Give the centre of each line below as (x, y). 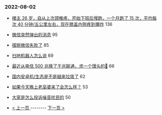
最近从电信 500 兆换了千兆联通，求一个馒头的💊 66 (63, 66)
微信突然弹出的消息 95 (35, 35)
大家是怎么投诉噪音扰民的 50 (41, 97)
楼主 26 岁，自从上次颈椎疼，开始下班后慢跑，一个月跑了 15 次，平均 (82, 18)
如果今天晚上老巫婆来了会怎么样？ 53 (50, 87)
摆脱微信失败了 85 (30, 45)
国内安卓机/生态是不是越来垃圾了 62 (49, 77)
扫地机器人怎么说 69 (33, 56)
